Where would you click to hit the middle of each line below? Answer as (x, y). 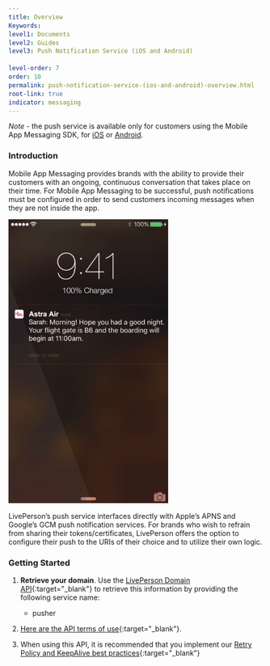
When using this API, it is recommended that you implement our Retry (136, 644)
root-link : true (36, 94)
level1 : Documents (39, 34)
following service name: (60, 597)
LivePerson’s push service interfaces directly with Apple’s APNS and (122, 516)
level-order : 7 (34, 69)
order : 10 (25, 77)
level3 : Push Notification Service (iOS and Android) (101, 51)
